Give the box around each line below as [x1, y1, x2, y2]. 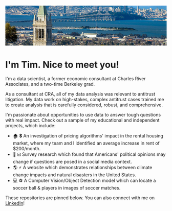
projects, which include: [5, 123, 56, 129]
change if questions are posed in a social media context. [12, 159, 132, 165]
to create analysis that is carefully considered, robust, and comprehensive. [5, 102, 163, 108]
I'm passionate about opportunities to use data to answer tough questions [5, 112, 161, 118]
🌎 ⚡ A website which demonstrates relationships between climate [12, 165, 153, 171]
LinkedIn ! [5, 200, 25, 206]
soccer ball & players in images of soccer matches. [12, 185, 121, 191]
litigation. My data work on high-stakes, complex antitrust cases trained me [5, 97, 164, 103]
